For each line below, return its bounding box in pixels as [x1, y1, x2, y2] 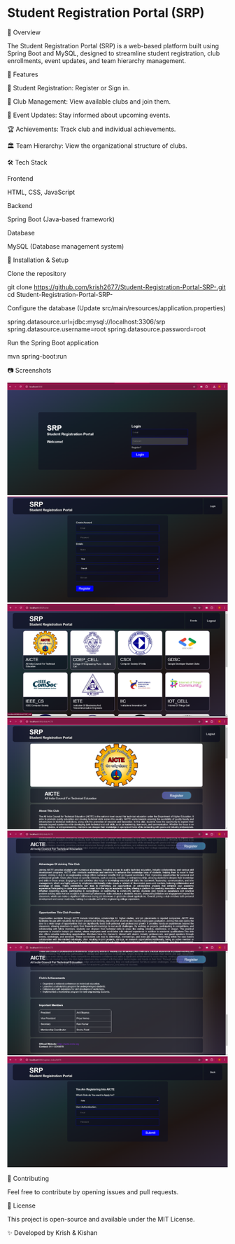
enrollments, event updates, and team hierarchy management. [7, 56, 187, 64]
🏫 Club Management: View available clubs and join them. [7, 97, 171, 106]
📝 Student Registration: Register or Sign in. [7, 83, 130, 92]
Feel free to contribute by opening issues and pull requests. [7, 1188, 179, 1196]
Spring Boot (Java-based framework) [7, 215, 115, 223]
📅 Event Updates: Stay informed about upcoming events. [7, 111, 171, 119]
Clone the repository [7, 269, 66, 277]
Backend [7, 201, 33, 209]
